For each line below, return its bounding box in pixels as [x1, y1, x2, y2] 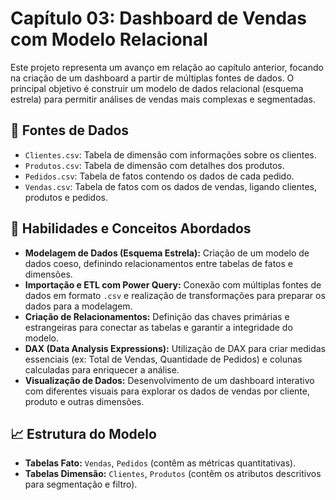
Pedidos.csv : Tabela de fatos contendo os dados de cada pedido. [24, 170, 295, 182]
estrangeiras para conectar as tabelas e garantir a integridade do [24, 321, 293, 333]
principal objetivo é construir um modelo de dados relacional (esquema [10, 82, 304, 94]
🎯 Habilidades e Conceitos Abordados [10, 220, 252, 237]
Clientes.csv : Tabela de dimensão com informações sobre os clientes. [24, 148, 317, 161]
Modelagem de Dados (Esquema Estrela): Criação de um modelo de [24, 247, 310, 259]
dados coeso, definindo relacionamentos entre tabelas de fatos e [24, 257, 294, 269]
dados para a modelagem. [24, 300, 133, 312]
